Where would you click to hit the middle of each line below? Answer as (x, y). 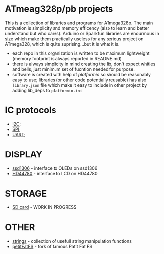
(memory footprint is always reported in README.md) (67, 58)
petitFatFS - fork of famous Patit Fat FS (52, 246)
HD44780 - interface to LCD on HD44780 (55, 173)
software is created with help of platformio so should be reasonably (82, 74)
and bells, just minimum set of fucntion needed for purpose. (73, 69)
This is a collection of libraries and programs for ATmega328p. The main (79, 23)
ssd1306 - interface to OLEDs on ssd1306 (55, 168)
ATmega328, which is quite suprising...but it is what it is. (62, 44)
